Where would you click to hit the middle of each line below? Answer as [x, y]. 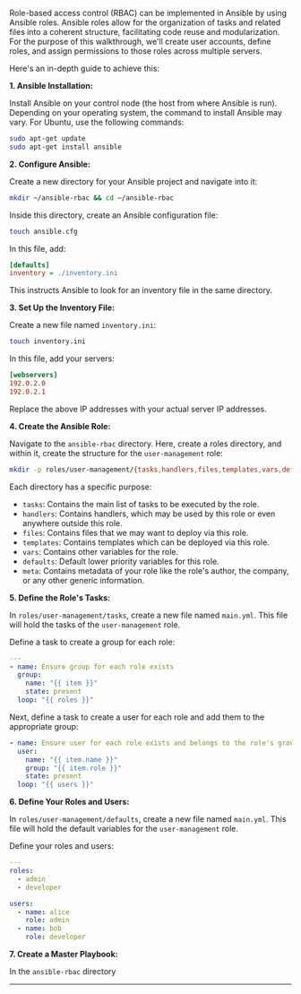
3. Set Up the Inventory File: [62, 307]
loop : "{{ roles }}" [56, 700]
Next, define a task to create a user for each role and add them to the [137, 717]
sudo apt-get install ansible [66, 147]
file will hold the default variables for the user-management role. [124, 829]
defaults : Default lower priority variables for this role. [120, 561]
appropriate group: [44, 726]
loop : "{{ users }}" [56, 785]
